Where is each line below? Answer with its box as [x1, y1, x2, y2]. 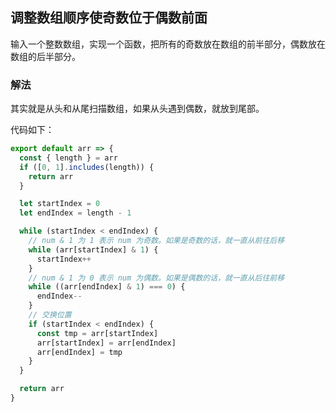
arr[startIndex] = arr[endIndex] [36, 338, 177, 348]
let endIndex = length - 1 [19, 208, 132, 218]
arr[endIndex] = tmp [36, 347, 123, 357]
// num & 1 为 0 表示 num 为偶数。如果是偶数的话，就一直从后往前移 [28, 273, 285, 283]
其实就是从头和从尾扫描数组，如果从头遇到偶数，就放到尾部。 [10, 103, 265, 115]
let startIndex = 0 [19, 199, 101, 209]
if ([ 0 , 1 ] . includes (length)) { [19, 162, 155, 172]
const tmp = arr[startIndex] [36, 328, 159, 338]
